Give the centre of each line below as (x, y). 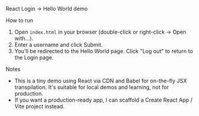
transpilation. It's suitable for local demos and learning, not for (92, 87)
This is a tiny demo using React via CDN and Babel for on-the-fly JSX (101, 81)
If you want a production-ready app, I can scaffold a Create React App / (103, 100)
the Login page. (34, 57)
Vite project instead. (39, 106)
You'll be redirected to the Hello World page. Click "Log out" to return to (104, 51)
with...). (24, 38)
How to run (20, 20)
